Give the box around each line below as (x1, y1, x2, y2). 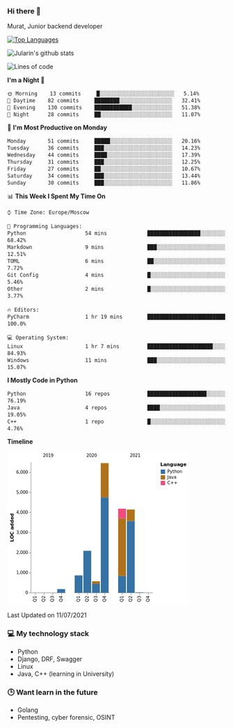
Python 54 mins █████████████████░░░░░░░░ (7, 230, 226, 237)
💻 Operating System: (7, 334, 70, 342)
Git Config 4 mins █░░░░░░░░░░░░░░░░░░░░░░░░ (7, 271, 226, 279)
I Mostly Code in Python (7, 376, 78, 385)
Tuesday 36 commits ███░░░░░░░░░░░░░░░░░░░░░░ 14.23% (7, 145, 200, 152)
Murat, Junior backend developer (7, 22, 103, 31)
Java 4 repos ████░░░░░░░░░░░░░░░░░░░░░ (7, 404, 226, 411)
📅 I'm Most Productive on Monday (7, 123, 108, 132)
